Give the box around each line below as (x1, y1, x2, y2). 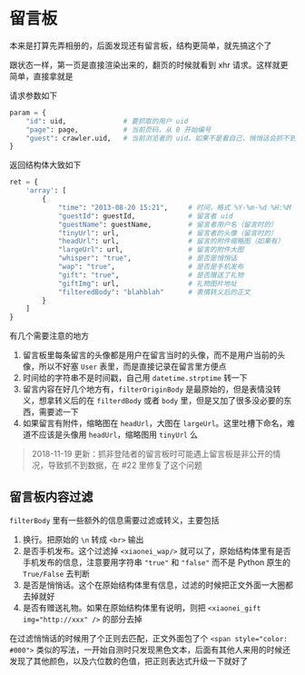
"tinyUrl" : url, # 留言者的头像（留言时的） (57, 228, 279, 237)
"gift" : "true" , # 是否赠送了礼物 (57, 270, 244, 280)
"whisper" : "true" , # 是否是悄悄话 (57, 253, 238, 263)
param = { (9, 108, 47, 117)
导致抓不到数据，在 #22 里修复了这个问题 (47, 460, 202, 471)
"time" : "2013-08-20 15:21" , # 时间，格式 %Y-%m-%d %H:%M (57, 203, 292, 212)
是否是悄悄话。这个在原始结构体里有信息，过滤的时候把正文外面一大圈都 (22, 580, 293, 591)
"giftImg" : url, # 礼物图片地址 (57, 279, 238, 288)
